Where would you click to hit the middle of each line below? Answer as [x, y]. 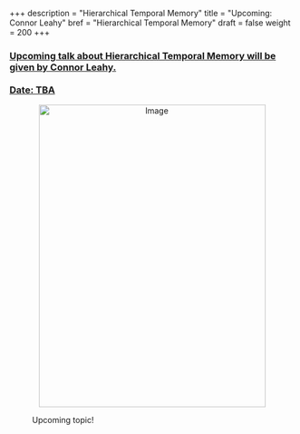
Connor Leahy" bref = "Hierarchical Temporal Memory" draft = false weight [150, 23]
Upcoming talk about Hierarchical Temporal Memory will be [143, 55]
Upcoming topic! [63, 420]
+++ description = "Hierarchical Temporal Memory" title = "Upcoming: [141, 13]
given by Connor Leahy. [63, 67]
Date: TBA [33, 90]
